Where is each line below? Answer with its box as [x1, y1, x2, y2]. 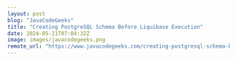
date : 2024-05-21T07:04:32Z [7, 29, 90, 37]
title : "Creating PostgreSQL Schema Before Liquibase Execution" [7, 23, 203, 30]
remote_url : [7, 43, 42, 50]
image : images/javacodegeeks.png [7, 36, 106, 43]
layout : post [7, 10, 46, 18]
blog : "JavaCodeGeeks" [7, 17, 74, 24]
